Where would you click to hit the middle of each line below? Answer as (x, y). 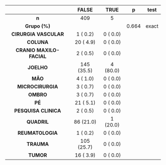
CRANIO (25, 50)
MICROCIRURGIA (38, 87)
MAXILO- (48, 50)
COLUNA (38, 42)
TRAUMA (38, 144)
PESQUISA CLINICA (38, 111)
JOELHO (38, 67)
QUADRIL (38, 122)
